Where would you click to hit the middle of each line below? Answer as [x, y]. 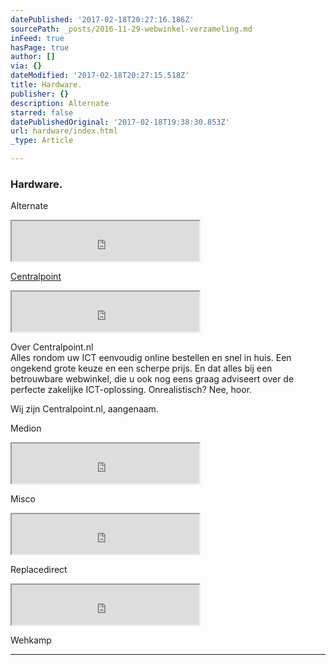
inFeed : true [37, 38]
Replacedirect [39, 570]
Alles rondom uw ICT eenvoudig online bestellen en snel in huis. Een [151, 358]
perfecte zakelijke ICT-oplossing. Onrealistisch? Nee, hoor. [131, 390]
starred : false [42, 112]
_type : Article [42, 141]
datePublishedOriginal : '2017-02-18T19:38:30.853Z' [120, 122]
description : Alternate [60, 103]
